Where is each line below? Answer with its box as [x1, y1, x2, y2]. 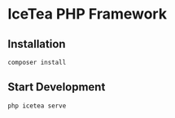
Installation [7, 37, 66, 51]
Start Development [7, 80, 106, 94]
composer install [7, 58, 67, 66]
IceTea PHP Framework [7, 5, 168, 23]
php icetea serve [7, 102, 67, 110]
